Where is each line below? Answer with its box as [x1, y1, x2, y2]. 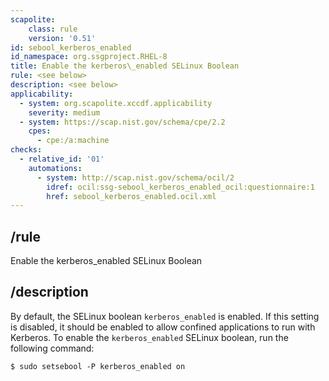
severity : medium [28, 107, 101, 118]
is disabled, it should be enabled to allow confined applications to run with [10, 321, 316, 333]
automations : [28, 163, 83, 173]
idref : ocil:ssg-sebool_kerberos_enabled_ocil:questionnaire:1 [46, 182, 315, 192]
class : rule [28, 24, 78, 34]
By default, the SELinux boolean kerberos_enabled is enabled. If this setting [10, 310, 320, 322]
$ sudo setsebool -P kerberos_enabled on [10, 361, 186, 371]
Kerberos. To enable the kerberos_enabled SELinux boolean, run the [10, 331, 289, 343]
